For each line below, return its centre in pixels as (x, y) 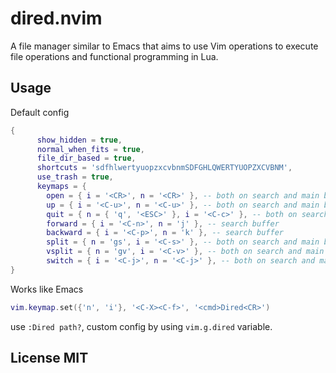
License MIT (49, 358)
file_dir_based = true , (86, 158)
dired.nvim (56, 18)
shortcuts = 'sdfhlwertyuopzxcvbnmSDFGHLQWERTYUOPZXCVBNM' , (164, 168)
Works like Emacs (47, 289)
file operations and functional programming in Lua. (114, 56)
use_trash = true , (75, 177)
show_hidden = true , (79, 140)
